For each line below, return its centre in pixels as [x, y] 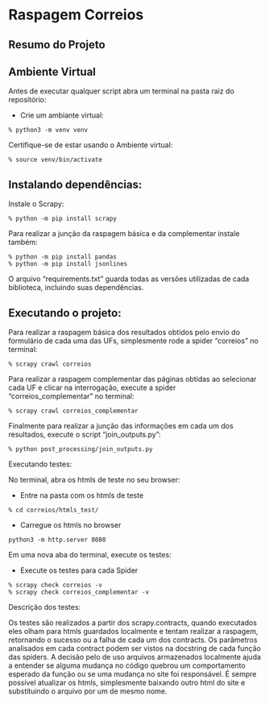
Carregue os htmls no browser [70, 525]
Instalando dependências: [75, 184]
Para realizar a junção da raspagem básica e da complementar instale [124, 234]
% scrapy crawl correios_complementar [73, 411]
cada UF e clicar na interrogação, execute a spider [92, 387]
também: [23, 242]
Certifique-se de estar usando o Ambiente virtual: [91, 145]
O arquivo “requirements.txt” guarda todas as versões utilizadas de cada [129, 279]
